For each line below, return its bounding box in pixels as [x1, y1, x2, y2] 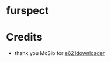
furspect [6, 4, 49, 17]
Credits [6, 31, 43, 44]
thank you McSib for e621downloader [14, 50, 105, 57]
